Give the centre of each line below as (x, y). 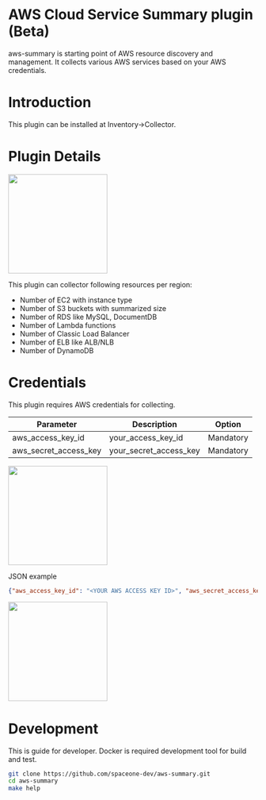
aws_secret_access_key (57, 450)
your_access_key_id (146, 437)
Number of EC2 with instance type (76, 300)
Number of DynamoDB (57, 350)
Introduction (50, 103)
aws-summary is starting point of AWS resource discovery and (111, 53)
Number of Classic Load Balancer (74, 333)
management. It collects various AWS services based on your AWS (118, 62)
